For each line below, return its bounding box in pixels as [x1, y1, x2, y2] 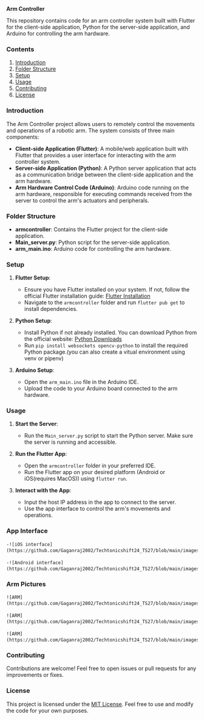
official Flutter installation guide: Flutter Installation [24, 292, 151, 300]
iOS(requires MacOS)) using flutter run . [24, 475, 127, 483]
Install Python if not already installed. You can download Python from [24, 329, 197, 337]
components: [6, 133, 39, 141]
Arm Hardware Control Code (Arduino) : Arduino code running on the [15, 184, 189, 191]
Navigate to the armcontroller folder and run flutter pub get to [24, 299, 185, 306]
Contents [6, 45, 35, 54]
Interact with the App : [15, 487, 72, 494]
